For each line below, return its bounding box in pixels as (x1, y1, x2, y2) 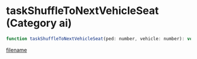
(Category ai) (6, 16, 72, 30)
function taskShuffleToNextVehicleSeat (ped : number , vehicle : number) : (6, 36, 185, 41)
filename (6, 46, 28, 53)
